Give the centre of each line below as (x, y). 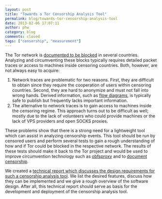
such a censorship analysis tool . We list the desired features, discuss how (79, 176)
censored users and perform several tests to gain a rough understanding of (80, 141)
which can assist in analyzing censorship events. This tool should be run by (80, 135)
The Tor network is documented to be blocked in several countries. (72, 55)
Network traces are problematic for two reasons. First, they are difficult (83, 80)
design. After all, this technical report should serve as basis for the (71, 186)
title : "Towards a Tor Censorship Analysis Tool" (56, 14)
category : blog (20, 32)
